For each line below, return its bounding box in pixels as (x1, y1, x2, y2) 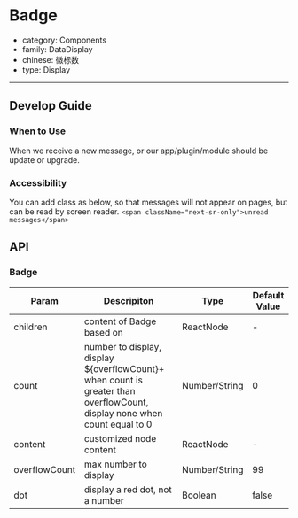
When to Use (9, 125, 67, 137)
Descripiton (103, 294, 154, 306)
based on (83, 326, 124, 338)
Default (252, 289, 285, 301)
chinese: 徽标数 (21, 54, 80, 65)
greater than (83, 384, 136, 397)
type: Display (21, 64, 71, 75)
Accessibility (9, 176, 67, 189)
